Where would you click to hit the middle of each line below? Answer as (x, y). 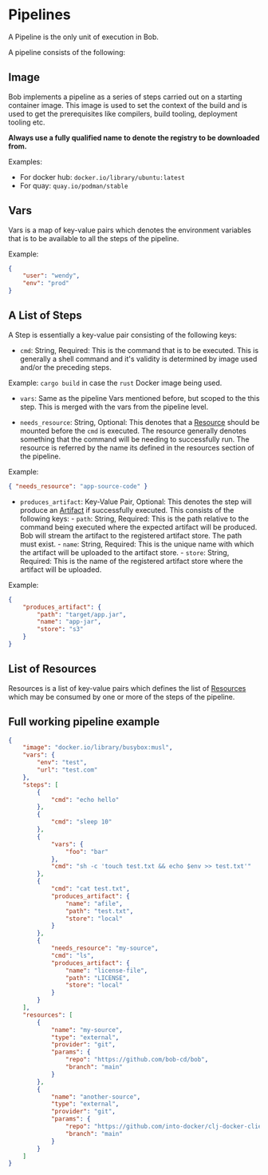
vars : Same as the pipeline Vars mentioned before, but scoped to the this (140, 398)
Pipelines (40, 15)
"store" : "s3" (60, 629)
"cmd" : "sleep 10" (81, 822)
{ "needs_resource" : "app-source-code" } (78, 486)
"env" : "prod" (46, 284)
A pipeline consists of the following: (67, 52)
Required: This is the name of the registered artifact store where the (131, 561)
